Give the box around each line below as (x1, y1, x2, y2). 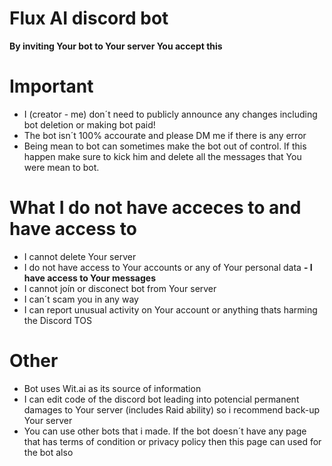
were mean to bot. (23, 161, 100, 173)
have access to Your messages (23, 272, 157, 284)
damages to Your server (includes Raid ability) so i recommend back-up (23, 403, 321, 416)
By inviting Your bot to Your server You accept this (9, 40, 223, 52)
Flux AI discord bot (9, 7, 169, 30)
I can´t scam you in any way (23, 293, 139, 305)
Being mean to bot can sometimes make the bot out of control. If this (23, 140, 307, 152)
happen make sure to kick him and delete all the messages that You (23, 150, 302, 162)
